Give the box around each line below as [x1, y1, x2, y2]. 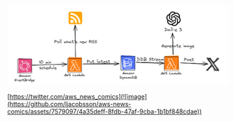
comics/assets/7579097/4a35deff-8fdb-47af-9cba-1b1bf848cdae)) [7, 107, 202, 116]
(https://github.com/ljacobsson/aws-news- [7, 100, 132, 108]
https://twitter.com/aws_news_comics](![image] [9, 92, 147, 100]
